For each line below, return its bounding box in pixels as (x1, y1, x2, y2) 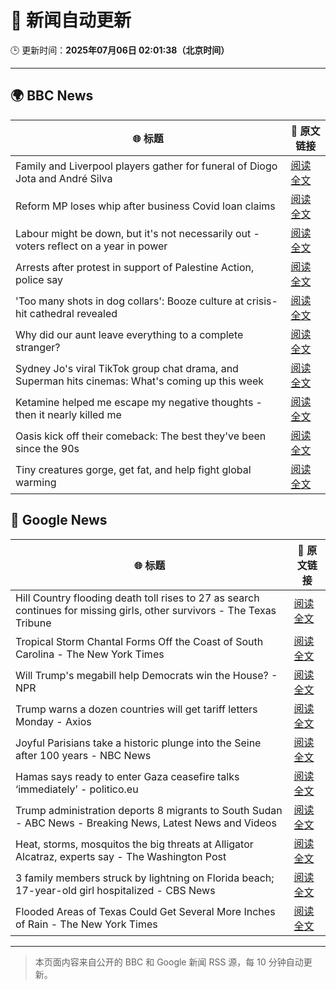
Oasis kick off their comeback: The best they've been (15, 429, 267, 443)
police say (15, 272, 64, 286)
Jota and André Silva (15, 171, 113, 185)
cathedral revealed (29, 306, 118, 320)
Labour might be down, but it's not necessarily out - (15, 226, 260, 240)
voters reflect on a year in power (15, 239, 168, 253)
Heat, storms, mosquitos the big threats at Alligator (15, 837, 254, 851)
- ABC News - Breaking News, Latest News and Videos (15, 816, 277, 830)
